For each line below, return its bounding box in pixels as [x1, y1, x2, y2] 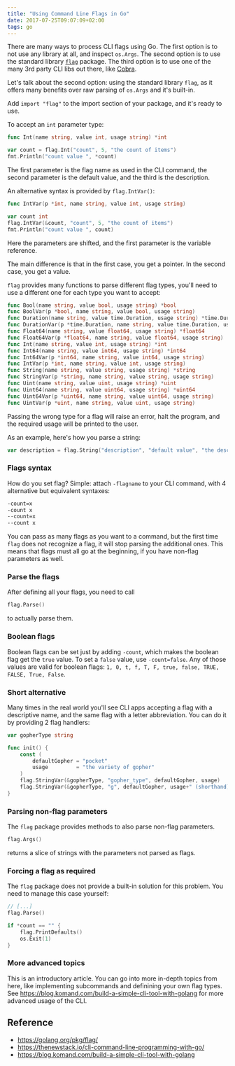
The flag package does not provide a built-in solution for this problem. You [7, 882, 224, 890]
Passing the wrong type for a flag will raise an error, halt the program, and [7, 412, 220, 420]
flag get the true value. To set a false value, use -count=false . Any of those [7, 655, 227, 663]
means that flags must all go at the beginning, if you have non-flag [7, 547, 199, 555]
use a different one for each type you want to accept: [7, 288, 161, 296]
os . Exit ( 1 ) [20, 935, 52, 942]
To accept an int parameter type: [7, 120, 104, 129]
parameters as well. [7, 555, 64, 563]
